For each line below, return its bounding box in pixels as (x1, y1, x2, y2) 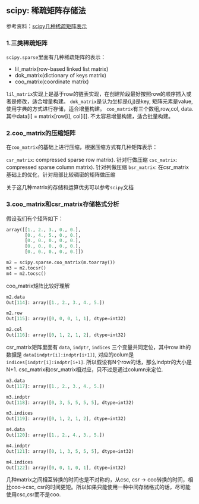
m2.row (6, 310, 23, 317)
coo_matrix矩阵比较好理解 (6, 282, 70, 289)
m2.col (6, 327, 23, 333)
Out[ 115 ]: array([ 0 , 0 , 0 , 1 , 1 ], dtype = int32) (6, 316, 127, 322)
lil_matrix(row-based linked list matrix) (14, 65, 109, 73)
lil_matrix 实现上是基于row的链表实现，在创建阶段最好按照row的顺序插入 (6, 90, 187, 98)
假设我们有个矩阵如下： (6, 215, 64, 222)
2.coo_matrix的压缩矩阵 (6, 129, 76, 137)
